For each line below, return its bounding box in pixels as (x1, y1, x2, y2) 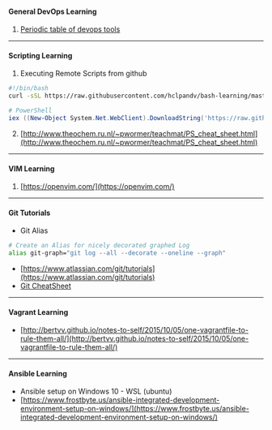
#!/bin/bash (8, 84, 49, 92)
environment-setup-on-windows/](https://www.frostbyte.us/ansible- (19, 404, 249, 414)
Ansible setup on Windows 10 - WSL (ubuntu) (19, 386, 172, 397)
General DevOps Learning (8, 6, 97, 16)
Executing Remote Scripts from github (19, 69, 147, 79)
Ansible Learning (8, 368, 67, 378)
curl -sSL (8, 92, 42, 101)
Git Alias (19, 226, 49, 235)
